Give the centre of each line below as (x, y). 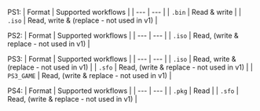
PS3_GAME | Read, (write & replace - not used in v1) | (90, 75)
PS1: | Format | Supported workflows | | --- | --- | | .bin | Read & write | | (124, 12)
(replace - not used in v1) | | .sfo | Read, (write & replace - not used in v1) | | (130, 67)
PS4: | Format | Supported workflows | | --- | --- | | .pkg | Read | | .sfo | (123, 91)
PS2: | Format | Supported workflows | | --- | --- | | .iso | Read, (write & (123, 36)
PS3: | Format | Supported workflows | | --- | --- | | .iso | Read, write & (122, 59)
